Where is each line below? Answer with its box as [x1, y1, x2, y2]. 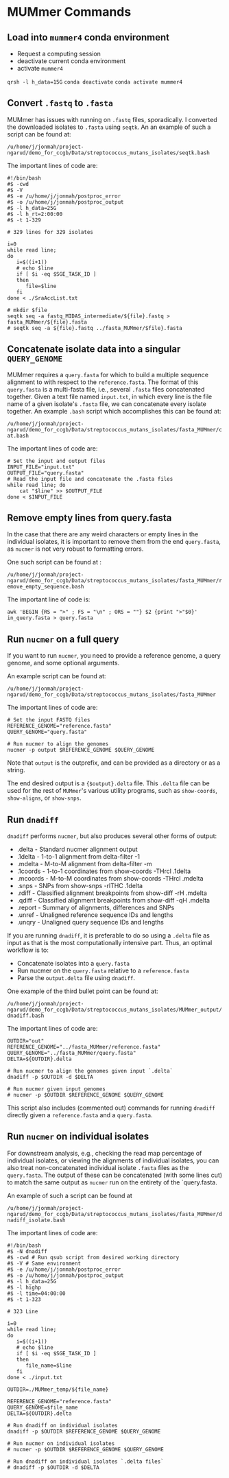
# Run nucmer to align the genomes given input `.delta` [7, 1068, 173, 1075]
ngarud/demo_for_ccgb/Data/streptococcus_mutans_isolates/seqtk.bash [7, 149, 210, 156]
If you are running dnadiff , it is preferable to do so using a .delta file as [7, 931, 210, 940]
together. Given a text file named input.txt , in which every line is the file [7, 392, 213, 401]
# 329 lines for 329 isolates [7, 228, 94, 235]
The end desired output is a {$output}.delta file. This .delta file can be [7, 779, 210, 787]
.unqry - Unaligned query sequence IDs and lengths [16, 918, 165, 927]
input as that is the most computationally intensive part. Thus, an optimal [7, 939, 213, 947]
